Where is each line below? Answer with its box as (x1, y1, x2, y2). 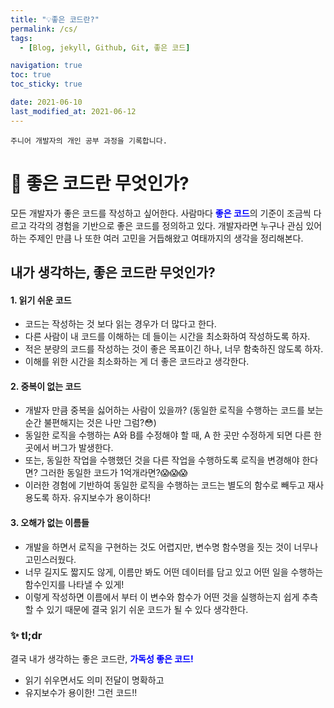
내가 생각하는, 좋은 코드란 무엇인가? (10, 264, 216, 281)
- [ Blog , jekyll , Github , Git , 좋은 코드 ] (19, 42, 191, 53)
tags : (10, 33, 33, 43)
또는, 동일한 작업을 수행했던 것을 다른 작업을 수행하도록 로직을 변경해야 (24, 454, 300, 466)
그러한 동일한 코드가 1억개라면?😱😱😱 (39, 467, 188, 479)
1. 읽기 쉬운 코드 (10, 294, 72, 306)
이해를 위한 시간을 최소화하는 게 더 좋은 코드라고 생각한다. (24, 356, 250, 368)
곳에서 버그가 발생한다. (24, 442, 114, 454)
